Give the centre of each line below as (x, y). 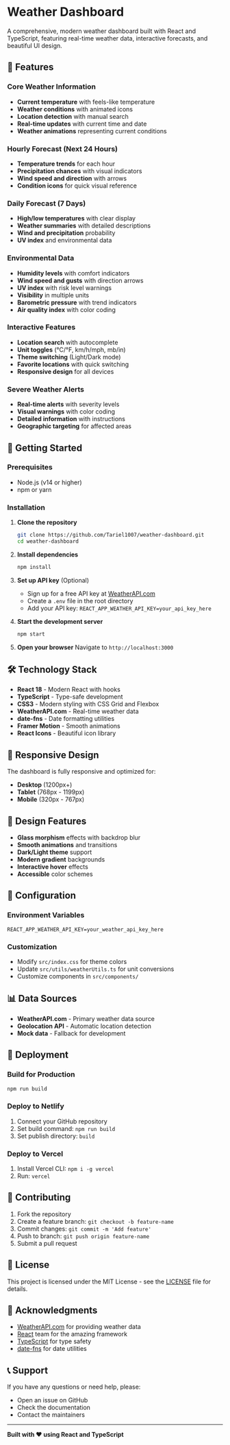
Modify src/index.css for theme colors (72, 962)
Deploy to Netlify (36, 1106)
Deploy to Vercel (35, 1154)
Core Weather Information (51, 87)
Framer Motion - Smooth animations (69, 726)
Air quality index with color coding (66, 309)
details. (17, 1288)
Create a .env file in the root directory (80, 601)
